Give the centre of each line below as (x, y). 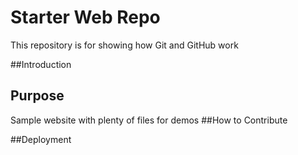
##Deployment (41, 139)
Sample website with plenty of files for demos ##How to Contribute (149, 120)
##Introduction (41, 64)
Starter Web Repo (85, 17)
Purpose (37, 96)
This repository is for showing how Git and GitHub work (124, 45)
